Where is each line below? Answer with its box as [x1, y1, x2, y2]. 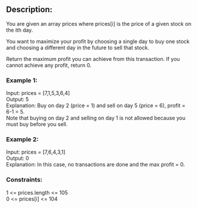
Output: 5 [6, 96, 29, 103]
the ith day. [6, 26, 34, 33]
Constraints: [6, 176, 43, 184]
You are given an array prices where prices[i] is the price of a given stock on [6, 20, 192, 27]
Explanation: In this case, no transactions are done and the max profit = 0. [6, 161, 185, 168]
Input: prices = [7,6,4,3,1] [6, 149, 66, 156]
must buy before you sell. [6, 121, 68, 128]
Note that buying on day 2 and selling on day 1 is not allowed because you [6, 114, 186, 122]
